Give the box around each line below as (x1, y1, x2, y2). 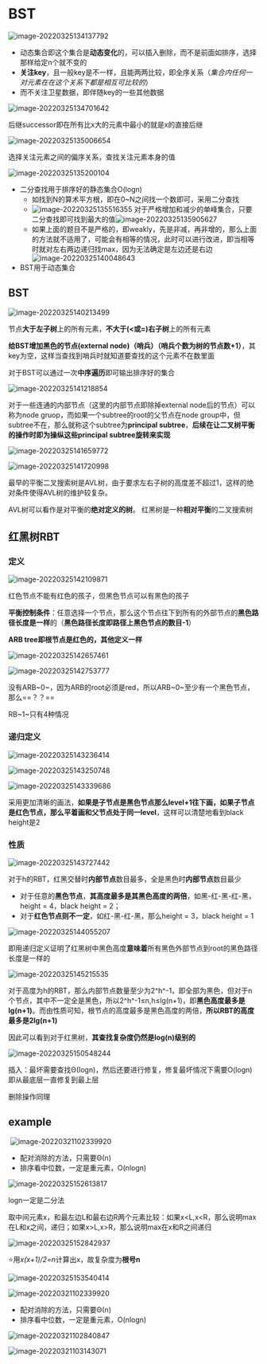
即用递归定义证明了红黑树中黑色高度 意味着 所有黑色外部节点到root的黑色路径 (8, 943, 258, 953)
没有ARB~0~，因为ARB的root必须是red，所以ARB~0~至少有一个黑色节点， (8, 683, 254, 692)
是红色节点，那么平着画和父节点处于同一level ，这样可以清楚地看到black (8, 807, 244, 817)
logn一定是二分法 (8, 1195, 65, 1205)
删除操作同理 (8, 1092, 50, 1102)
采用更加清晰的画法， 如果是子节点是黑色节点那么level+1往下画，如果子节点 (8, 798, 255, 807)
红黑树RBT (8, 531, 60, 544)
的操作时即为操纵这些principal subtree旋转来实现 (8, 429, 171, 439)
